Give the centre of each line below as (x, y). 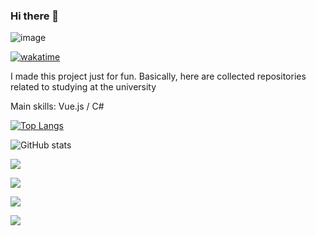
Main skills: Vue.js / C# (57, 106)
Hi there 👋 (35, 16)
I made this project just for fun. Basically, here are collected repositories (158, 76)
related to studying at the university (83, 87)
